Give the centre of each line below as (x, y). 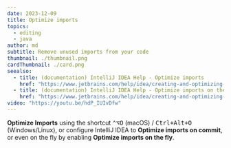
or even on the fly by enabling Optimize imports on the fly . (91, 137)
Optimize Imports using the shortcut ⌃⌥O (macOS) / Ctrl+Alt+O (100, 123)
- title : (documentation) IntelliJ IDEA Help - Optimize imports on (113, 90)
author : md (23, 45)
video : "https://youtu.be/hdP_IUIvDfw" (64, 103)
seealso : (20, 71)
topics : (18, 26)
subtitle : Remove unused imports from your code (78, 52)
